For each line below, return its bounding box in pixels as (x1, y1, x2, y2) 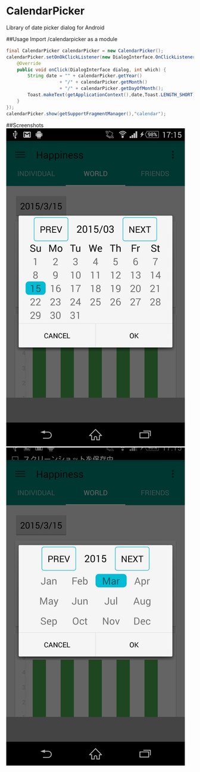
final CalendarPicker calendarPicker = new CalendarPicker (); (6, 48, 164, 54)
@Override (17, 60, 42, 66)
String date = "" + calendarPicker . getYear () (27, 73, 143, 79)
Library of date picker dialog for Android (6, 24, 105, 31)
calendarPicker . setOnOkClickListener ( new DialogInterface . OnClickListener (6, 54, 196, 60)
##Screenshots (6, 121, 44, 129)
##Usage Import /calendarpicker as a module (6, 35, 118, 42)
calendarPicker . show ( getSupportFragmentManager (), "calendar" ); (6, 110, 167, 117)
